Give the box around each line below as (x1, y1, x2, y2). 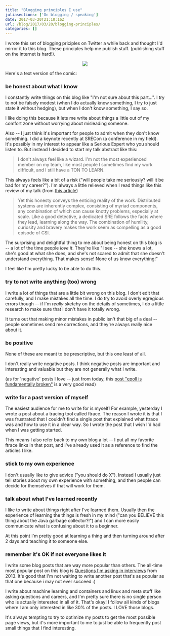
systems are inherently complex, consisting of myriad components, (17, 203, 158, 209)
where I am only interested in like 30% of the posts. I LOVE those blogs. (5, 605, 154, 611)
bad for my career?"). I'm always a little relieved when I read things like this (5, 182, 162, 188)
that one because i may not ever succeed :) (5, 579, 96, 585)
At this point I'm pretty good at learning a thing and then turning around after (5, 533, 165, 539)
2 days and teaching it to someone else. (5, 538, 89, 544)
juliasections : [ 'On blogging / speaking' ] (5, 12, 99, 17)
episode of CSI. (17, 230, 50, 236)
